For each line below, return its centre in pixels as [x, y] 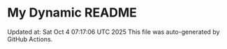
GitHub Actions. [30, 39]
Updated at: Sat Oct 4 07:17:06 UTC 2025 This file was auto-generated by [113, 32]
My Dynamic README [72, 13]
